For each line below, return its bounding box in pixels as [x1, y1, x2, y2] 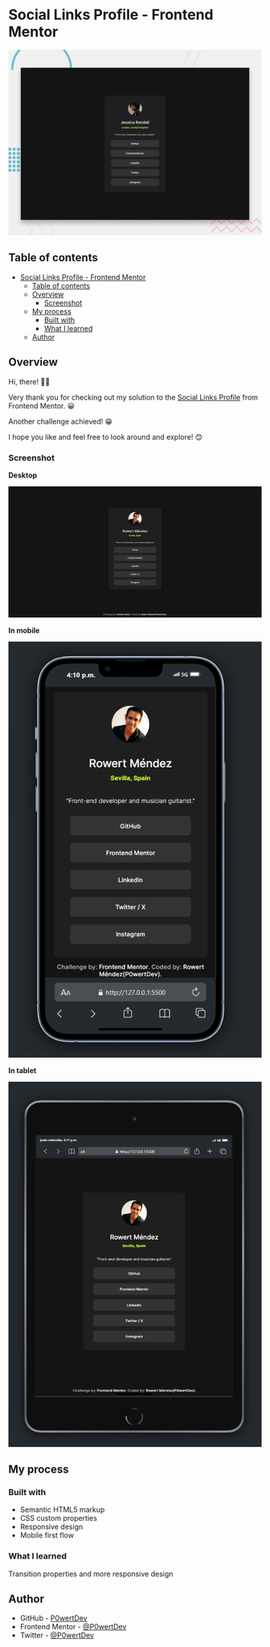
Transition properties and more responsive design [8, 1569, 174, 1579]
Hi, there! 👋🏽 [8, 376, 51, 387]
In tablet [8, 1065, 37, 1075]
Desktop [8, 470, 38, 480]
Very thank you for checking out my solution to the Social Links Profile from [8, 392, 259, 402]
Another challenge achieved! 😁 [8, 416, 112, 426]
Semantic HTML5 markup [19, 1505, 105, 1514]
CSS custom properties [19, 1514, 98, 1523]
